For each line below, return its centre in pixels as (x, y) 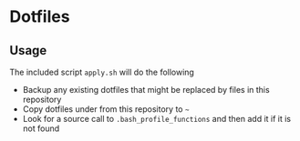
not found (41, 128)
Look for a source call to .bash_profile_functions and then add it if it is (157, 119)
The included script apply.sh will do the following (102, 72)
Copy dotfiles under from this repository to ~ (106, 109)
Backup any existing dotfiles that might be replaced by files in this (146, 90)
